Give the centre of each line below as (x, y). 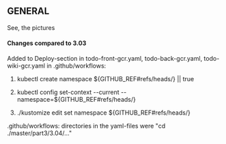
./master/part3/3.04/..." (40, 133)
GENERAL (28, 11)
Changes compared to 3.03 (47, 43)
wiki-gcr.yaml (26, 66)
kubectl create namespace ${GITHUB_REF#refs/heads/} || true (105, 79)
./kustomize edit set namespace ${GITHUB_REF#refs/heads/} (104, 113)
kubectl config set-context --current (68, 92)
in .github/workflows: (76, 66)
